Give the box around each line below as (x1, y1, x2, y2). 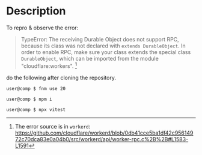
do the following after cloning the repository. (6, 74, 116, 81)
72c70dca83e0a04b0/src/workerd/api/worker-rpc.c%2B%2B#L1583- (14, 135, 189, 142)
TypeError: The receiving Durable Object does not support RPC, (20, 35, 179, 43)
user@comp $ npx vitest (6, 106, 66, 112)
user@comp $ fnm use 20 (6, 85, 66, 91)
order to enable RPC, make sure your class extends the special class (20, 48, 191, 55)
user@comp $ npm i (6, 96, 52, 102)
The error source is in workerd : (14, 123, 91, 130)
